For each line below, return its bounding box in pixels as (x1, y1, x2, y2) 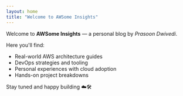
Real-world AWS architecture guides (14, 53, 103, 60)
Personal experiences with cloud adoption (14, 65, 117, 72)
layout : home (6, 8, 38, 15)
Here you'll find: (6, 42, 45, 49)
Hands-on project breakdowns (14, 71, 89, 78)
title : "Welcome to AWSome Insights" (6, 14, 99, 20)
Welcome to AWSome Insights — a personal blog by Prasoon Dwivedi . (6, 30, 178, 37)
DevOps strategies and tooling (14, 59, 88, 66)
